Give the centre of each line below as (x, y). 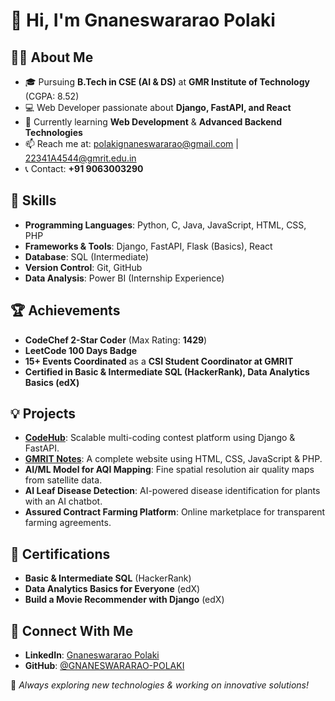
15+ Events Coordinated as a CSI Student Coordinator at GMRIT (159, 361)
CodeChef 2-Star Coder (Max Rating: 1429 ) (116, 340)
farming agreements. (68, 523)
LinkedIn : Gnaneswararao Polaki (92, 655)
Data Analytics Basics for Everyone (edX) (112, 589)
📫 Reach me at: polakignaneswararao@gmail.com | (131, 143)
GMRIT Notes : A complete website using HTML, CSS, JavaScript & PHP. (173, 459)
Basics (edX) (52, 382)
